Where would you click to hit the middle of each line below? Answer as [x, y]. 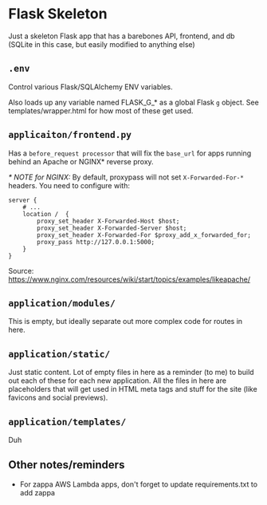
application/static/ [59, 354]
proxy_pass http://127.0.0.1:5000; [96, 242]
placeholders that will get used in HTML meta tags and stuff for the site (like [133, 389]
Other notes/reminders [67, 465]
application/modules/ [62, 303]
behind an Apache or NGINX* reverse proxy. [81, 161]
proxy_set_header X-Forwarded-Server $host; [112, 228]
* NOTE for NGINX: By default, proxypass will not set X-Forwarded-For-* [126, 177]
